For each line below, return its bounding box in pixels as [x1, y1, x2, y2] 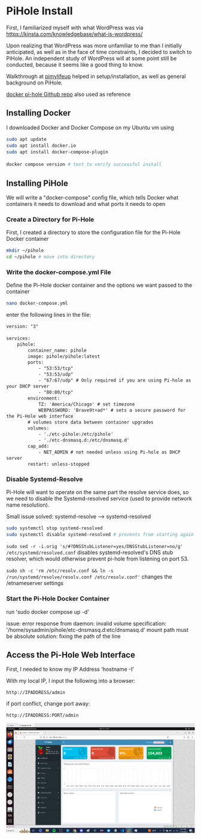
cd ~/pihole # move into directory [6, 254, 95, 260]
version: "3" [6, 323, 39, 330]
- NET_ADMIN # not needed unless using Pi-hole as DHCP [38, 449, 181, 456]
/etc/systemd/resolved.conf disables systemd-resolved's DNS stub [6, 549, 173, 556]
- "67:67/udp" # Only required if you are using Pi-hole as [38, 377, 191, 384]
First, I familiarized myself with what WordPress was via [6, 24, 144, 31]
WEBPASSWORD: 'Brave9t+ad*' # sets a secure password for [38, 407, 186, 414]
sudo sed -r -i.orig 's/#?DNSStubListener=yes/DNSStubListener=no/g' [6, 544, 184, 550]
